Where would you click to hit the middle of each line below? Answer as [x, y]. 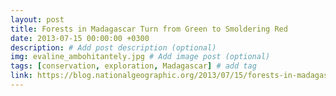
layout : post [37, 19]
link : [21, 76]
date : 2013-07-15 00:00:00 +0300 [80, 38]
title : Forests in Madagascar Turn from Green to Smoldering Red [149, 29]
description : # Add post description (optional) [113, 47]
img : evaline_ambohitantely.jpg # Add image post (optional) [140, 57]
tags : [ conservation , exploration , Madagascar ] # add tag [133, 66]
